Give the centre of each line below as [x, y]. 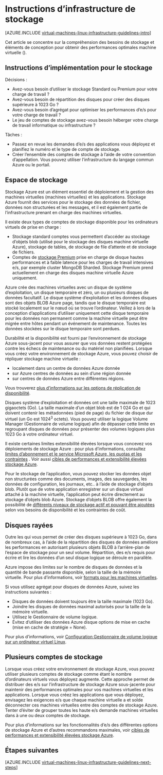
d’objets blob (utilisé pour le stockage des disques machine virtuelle [80, 241]
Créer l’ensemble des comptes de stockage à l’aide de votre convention [84, 154]
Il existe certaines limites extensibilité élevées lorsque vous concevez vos [79, 444]
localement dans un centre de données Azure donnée [66, 368]
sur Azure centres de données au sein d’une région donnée [72, 373]
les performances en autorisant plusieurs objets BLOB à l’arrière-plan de [77, 547]
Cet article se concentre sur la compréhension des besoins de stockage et [80, 42]
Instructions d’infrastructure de [70, 9]
